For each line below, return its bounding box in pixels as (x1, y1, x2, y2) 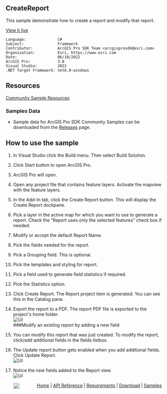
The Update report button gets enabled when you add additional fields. (13, 347, 160, 353)
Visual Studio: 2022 (6, 63, 67, 69)
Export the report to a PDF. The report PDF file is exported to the (13, 306, 147, 312)
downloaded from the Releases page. (13, 124, 91, 130)
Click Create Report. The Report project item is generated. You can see (13, 291, 160, 297)
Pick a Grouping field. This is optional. (13, 251, 92, 257)
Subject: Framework (6, 41, 78, 46)
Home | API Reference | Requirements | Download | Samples (36, 382, 162, 388)
